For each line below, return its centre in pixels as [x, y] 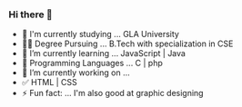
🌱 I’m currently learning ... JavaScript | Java [103, 53]
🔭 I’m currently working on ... [76, 73]
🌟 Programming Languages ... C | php [92, 63]
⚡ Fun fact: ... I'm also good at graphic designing [112, 93]
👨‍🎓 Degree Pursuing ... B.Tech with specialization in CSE [127, 44]
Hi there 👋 [31, 15]
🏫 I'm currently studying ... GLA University [100, 34]
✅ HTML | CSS [50, 83]
